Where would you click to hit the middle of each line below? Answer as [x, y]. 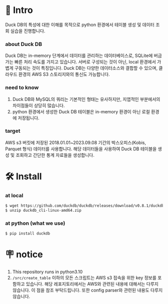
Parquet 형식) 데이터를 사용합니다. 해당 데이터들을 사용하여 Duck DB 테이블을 [81, 149]
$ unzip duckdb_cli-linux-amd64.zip [43, 211]
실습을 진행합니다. [28, 31]
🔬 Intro [19, 10]
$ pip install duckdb [28, 234]
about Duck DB [24, 44]
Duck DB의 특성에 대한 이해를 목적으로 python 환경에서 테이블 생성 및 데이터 [80, 24]
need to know [22, 88]
